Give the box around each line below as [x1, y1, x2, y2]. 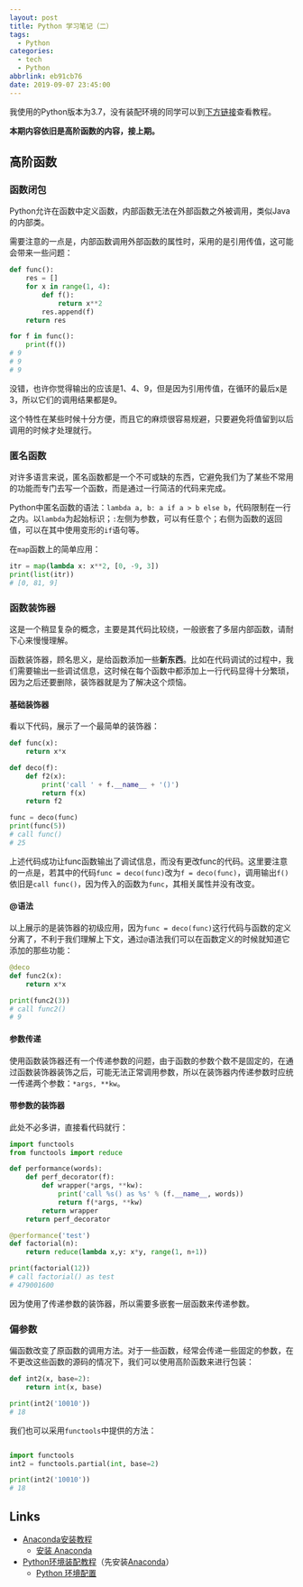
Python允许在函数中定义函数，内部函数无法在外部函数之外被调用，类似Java [9, 206, 290, 216]
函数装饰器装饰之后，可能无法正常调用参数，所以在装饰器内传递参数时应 [16, 1066, 286, 1078]
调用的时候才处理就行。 [9, 425, 96, 436]
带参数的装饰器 [9, 1100, 65, 1111]
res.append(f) [41, 307, 95, 316]
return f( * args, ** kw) [57, 1197, 143, 1206]
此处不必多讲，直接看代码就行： [9, 1122, 128, 1133]
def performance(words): [9, 1164, 103, 1173]
